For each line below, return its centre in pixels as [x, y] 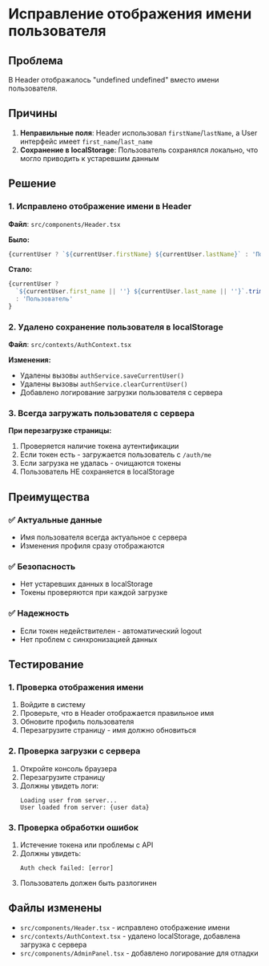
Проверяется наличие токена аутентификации [99, 447]
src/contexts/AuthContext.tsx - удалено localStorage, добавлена [130, 936]
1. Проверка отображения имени [76, 688]
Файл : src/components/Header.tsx [64, 224]
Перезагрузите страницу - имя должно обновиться [108, 730]
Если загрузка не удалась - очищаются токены [100, 463]
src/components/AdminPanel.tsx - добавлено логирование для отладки [139, 953]
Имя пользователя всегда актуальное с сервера [103, 537]
